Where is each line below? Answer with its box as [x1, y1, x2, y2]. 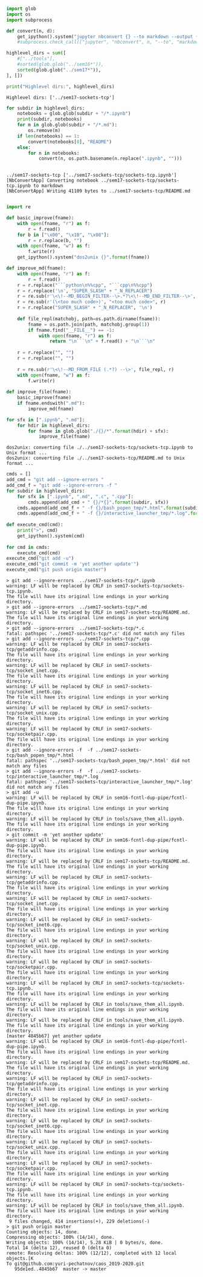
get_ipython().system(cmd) [17, 533, 85, 539]
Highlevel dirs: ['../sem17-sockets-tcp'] [6, 94, 115, 100]
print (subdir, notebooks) [17, 116, 83, 122]
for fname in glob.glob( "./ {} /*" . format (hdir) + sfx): [28, 428, 169, 434]
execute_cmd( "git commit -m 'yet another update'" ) [6, 561, 139, 567]
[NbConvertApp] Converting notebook [6, 177, 98, 184]
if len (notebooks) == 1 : [17, 133, 80, 139]
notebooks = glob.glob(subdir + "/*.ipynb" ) [17, 111, 131, 117]
